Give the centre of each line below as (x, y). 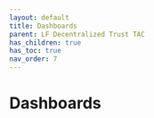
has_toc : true (36, 51)
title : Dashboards (43, 26)
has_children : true (45, 42)
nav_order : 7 (33, 59)
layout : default (39, 17)
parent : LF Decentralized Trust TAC (77, 34)
